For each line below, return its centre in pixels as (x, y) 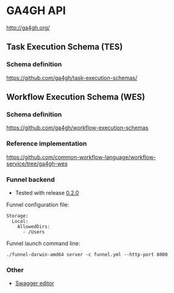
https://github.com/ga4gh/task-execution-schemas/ (72, 78)
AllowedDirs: (34, 226)
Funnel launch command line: (43, 243)
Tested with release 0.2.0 (47, 192)
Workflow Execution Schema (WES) (76, 97)
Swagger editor (34, 283)
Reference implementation (47, 143)
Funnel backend (31, 180)
